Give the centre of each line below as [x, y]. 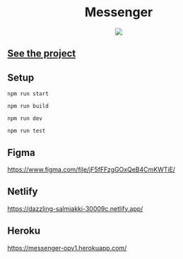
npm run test [26, 131]
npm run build [28, 107]
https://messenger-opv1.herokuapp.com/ [67, 248]
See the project [42, 54]
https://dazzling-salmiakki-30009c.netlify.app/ [75, 208]
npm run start [28, 94]
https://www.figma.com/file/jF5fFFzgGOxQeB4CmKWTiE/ [91, 169]
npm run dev [25, 119]
